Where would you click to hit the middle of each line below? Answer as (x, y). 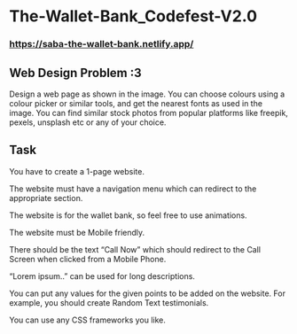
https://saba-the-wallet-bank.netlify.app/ (102, 44)
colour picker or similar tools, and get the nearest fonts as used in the (136, 103)
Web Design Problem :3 (75, 73)
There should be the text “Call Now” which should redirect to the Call (135, 249)
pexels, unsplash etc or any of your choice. (88, 122)
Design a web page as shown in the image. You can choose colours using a (147, 94)
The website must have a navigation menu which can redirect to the (133, 189)
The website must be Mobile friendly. (77, 232)
